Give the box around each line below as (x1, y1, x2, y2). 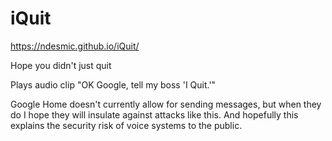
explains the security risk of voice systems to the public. (10, 119, 243, 131)
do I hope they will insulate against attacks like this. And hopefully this (10, 108, 299, 121)
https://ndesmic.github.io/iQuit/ (10, 40, 140, 52)
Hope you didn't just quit (10, 59, 112, 71)
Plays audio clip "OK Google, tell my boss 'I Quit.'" (10, 78, 217, 91)
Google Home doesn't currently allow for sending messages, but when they (10, 98, 322, 110)
